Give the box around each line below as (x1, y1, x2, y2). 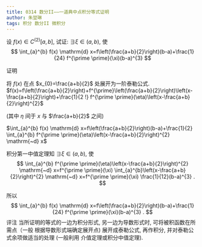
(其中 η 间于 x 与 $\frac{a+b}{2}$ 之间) (6, 112, 104, 120)
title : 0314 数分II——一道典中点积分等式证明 (6, 9, 110, 15)
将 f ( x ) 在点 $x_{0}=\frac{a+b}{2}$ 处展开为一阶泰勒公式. (6, 80, 150, 87)
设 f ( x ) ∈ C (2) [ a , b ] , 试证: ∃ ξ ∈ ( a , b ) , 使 (6, 37, 108, 46)
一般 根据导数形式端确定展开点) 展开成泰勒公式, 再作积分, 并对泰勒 (22, 226, 189, 234)
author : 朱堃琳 (6, 15, 42, 21)
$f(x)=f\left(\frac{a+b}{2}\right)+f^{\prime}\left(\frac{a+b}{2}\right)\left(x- (6, 87, 193, 95)
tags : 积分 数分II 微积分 (6, 20, 66, 26)
